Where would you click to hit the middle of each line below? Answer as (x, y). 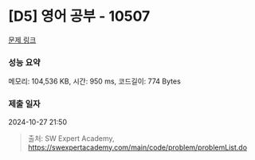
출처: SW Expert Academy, (71, 138)
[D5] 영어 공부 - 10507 (79, 16)
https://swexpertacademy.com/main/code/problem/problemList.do (137, 147)
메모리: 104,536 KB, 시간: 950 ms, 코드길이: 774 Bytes (94, 81)
